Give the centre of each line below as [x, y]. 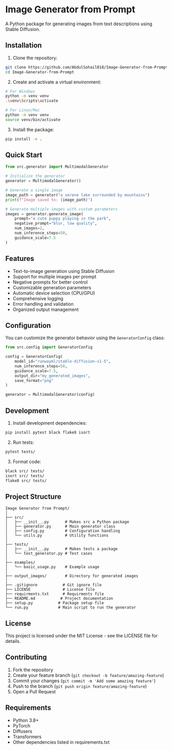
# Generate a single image [34, 190]
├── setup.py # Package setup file [55, 603]
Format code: [27, 461]
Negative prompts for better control [50, 282]
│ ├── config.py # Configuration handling [63, 531]
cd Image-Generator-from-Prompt [40, 72]
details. [13, 641]
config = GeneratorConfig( [34, 357]
